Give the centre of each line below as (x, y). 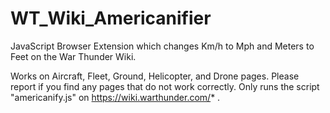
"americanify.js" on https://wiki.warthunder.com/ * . (115, 97)
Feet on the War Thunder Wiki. (73, 56)
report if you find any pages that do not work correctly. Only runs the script (165, 86)
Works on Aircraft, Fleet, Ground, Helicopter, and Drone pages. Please (155, 76)
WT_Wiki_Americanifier (111, 18)
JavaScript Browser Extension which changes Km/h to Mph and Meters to (162, 46)
